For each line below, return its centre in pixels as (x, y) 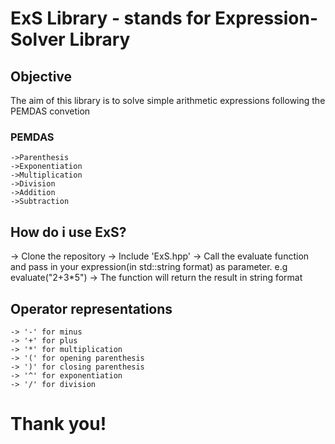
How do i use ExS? (68, 232)
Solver (38, 39)
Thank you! (58, 424)
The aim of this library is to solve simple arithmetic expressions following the (168, 100)
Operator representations (91, 308)
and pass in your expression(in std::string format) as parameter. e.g (149, 267)
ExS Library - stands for (111, 18)
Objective (41, 76)
